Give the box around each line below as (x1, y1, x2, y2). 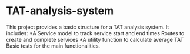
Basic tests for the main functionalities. (6, 42, 101, 49)
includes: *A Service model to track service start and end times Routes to (6, 29, 185, 36)
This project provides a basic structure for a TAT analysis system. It (6, 23, 169, 31)
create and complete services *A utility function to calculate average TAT (6, 36, 184, 43)
